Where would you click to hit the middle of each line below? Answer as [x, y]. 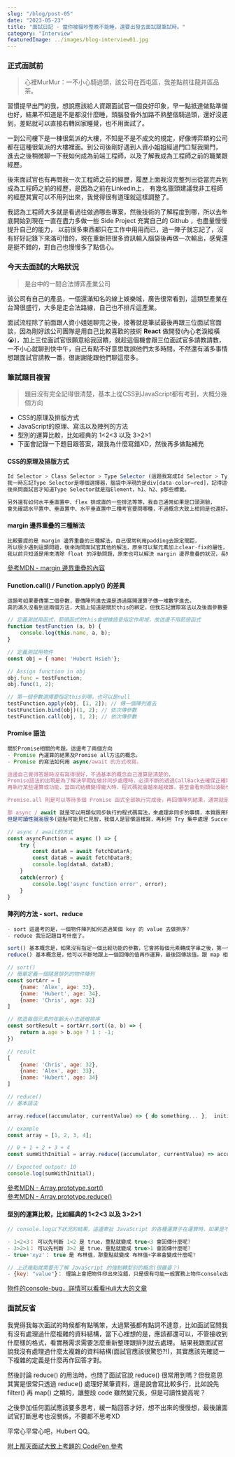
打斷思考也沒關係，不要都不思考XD [70, 1416]
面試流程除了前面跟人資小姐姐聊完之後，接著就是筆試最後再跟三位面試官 [111, 322]
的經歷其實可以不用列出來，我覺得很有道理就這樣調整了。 [90, 197]
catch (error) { [42, 878]
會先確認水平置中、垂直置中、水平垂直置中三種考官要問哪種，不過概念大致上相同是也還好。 [119, 509]
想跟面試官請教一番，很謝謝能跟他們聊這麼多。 [74, 357]
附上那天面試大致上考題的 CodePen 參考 [65, 1446]
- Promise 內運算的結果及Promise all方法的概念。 [74, 755]
